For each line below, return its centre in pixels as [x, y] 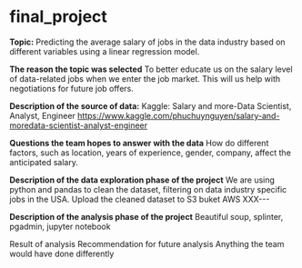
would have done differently [62, 253]
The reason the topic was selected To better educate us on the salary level [151, 69]
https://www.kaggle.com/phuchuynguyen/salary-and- [178, 115]
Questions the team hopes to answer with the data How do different [139, 143]
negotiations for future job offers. [71, 88]
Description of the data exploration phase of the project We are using [142, 180]
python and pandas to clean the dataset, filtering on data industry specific [148, 189]
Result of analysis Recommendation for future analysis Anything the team [147, 243]
